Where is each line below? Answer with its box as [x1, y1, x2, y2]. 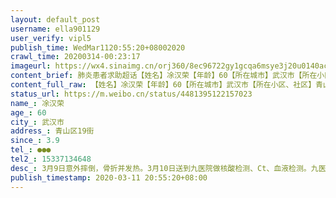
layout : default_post [10, 14, 101, 25]
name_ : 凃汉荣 [10, 98, 65, 108]
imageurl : [10, 61, 52, 71]
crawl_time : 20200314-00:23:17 [10, 52, 141, 62]
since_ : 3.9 [10, 136, 60, 146]
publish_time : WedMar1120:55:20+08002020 [10, 42, 186, 53]
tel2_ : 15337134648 [10, 154, 92, 164]
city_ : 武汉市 [10, 117, 65, 127]
